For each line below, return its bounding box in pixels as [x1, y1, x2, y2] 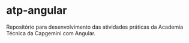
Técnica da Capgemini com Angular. [6, 29, 96, 36]
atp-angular [6, 4, 67, 17]
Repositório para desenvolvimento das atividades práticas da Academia [6, 23, 184, 30]
